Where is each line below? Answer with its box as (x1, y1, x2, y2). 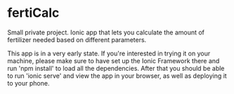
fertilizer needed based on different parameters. (7, 35, 147, 43)
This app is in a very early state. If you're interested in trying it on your (7, 49, 211, 58)
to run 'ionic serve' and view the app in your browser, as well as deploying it (7, 72, 227, 80)
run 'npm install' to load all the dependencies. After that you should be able (7, 64, 225, 72)
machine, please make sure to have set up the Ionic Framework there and (7, 56, 220, 65)
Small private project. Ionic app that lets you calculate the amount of (7, 28, 205, 36)
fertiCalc (7, 5, 60, 21)
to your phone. (7, 79, 50, 87)
